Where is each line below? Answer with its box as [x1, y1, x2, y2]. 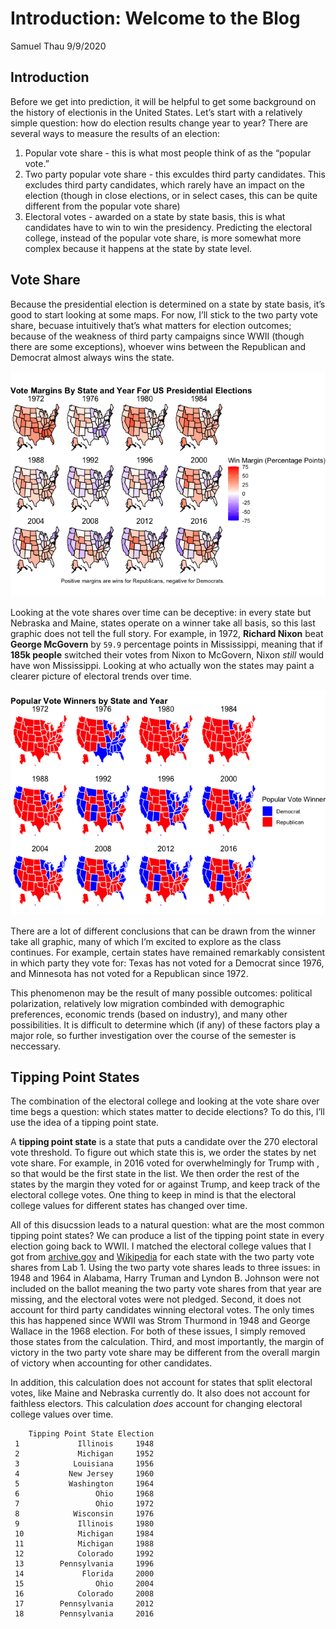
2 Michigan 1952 [14, 1449, 155, 1459]
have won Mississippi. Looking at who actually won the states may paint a [10, 659, 315, 671]
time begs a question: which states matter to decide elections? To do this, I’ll [10, 1106, 325, 1118]
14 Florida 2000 [14, 1569, 155, 1579]
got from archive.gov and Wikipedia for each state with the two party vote [10, 1251, 315, 1263]
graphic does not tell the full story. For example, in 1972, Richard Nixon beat [10, 627, 324, 639]
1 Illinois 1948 [14, 1439, 155, 1449]
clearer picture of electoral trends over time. [10, 670, 192, 682]
